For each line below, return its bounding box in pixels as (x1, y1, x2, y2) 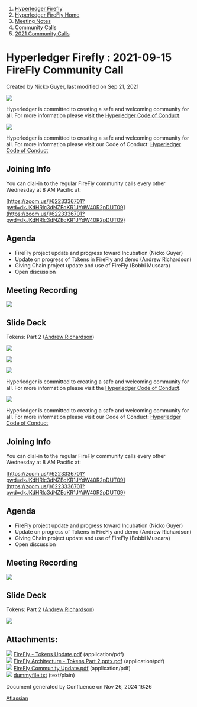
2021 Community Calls (14, 30, 70, 37)
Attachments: (6, 634, 58, 644)
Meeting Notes (14, 18, 51, 24)
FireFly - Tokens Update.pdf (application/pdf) (13, 651, 124, 658)
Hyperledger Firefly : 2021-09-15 (6, 51, 172, 64)
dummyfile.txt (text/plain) (13, 672, 75, 679)
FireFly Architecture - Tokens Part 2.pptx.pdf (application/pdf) (13, 658, 165, 665)
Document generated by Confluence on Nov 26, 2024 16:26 (6, 683, 152, 690)
